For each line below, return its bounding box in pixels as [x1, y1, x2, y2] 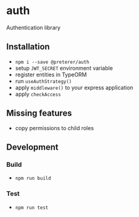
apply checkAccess [15, 90, 61, 98]
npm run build [15, 175, 51, 182]
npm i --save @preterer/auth [15, 59, 90, 65]
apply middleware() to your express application [15, 84, 134, 91]
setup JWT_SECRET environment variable [15, 64, 113, 72]
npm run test [15, 204, 49, 211]
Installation [6, 42, 50, 52]
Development [6, 142, 59, 152]
